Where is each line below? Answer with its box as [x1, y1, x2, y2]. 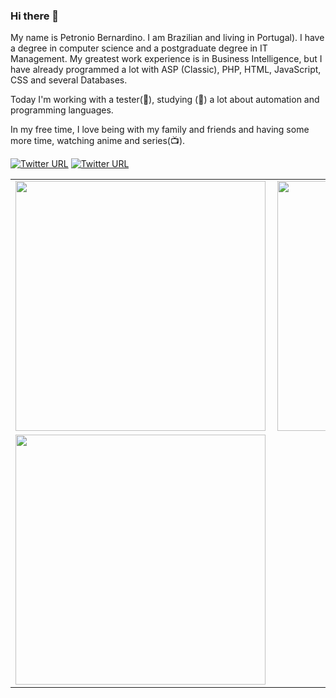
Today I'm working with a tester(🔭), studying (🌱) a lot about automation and [10, 94, 320, 106]
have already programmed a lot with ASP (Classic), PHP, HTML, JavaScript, [10, 64, 322, 76]
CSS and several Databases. [10, 74, 128, 86]
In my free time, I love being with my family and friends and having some [10, 124, 310, 136]
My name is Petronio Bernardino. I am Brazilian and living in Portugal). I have [10, 32, 325, 44]
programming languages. [10, 104, 114, 116]
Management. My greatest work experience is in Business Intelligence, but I [10, 53, 323, 65]
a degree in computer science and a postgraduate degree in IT [10, 42, 268, 54]
